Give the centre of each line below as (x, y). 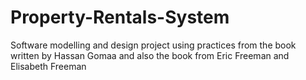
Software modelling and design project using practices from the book (153, 45)
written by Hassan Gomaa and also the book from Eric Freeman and (150, 55)
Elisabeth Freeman (48, 66)
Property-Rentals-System (120, 17)
